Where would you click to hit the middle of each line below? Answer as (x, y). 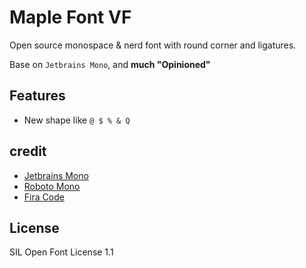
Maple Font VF (70, 17)
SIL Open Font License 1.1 (61, 252)
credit (28, 151)
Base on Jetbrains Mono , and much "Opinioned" (110, 64)
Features (37, 96)
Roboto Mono (52, 186)
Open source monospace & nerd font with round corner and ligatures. (153, 45)
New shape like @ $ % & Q (77, 120)
